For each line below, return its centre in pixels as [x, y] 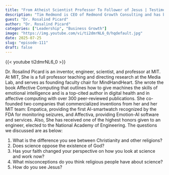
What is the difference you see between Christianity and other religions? [87, 140]
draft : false [19, 47]
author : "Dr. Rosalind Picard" [38, 24]
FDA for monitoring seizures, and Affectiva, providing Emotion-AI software [82, 114]
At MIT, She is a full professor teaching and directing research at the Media [83, 77]
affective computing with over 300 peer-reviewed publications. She [75, 98]
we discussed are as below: [34, 130]
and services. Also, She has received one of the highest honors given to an [83, 120]
